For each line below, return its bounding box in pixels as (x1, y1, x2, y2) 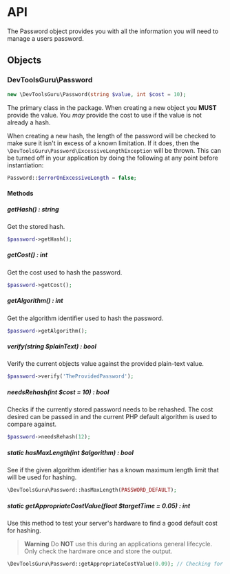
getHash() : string (7, 205, 60, 213)
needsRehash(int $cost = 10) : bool (7, 388, 109, 396)
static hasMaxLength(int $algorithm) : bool (7, 448, 134, 456)
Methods (7, 189, 34, 197)
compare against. (7, 420, 57, 429)
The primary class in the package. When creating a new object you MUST (7, 103, 217, 111)
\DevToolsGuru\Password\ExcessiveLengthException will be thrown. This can (7, 146, 222, 154)
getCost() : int (7, 250, 48, 259)
